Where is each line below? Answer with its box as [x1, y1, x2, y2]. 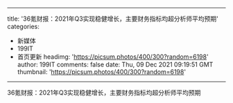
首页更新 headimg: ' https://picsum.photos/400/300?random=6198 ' [17, 53, 209, 61]
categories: [7, 22, 40, 30]
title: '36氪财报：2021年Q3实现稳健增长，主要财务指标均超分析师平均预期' [7, 15, 218, 23]
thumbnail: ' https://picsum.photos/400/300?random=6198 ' [17, 68, 186, 76]
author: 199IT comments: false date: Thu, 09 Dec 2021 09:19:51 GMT [17, 60, 214, 68]
